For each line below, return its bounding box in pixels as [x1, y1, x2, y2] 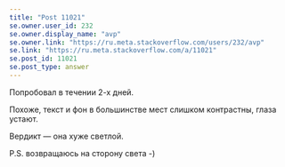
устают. [9, 113, 38, 124]
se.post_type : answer [9, 63, 90, 72]
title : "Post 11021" [9, 12, 86, 22]
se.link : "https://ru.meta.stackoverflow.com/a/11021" [9, 46, 217, 55]
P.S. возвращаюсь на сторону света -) [9, 147, 156, 158]
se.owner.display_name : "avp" [9, 29, 122, 38]
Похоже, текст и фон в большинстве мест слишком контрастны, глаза [9, 104, 277, 115]
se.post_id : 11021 [9, 54, 77, 63]
